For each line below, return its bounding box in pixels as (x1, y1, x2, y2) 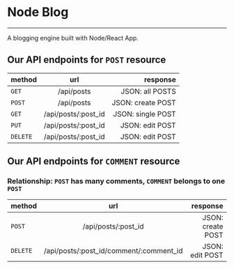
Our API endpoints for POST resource (7, 54, 166, 66)
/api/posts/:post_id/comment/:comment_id (43, 246, 183, 256)
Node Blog (7, 4, 69, 20)
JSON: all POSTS (120, 86, 176, 96)
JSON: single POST (113, 109, 176, 118)
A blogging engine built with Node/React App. (7, 33, 139, 42)
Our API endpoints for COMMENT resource (7, 155, 180, 167)
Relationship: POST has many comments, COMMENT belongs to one (7, 176, 226, 186)
